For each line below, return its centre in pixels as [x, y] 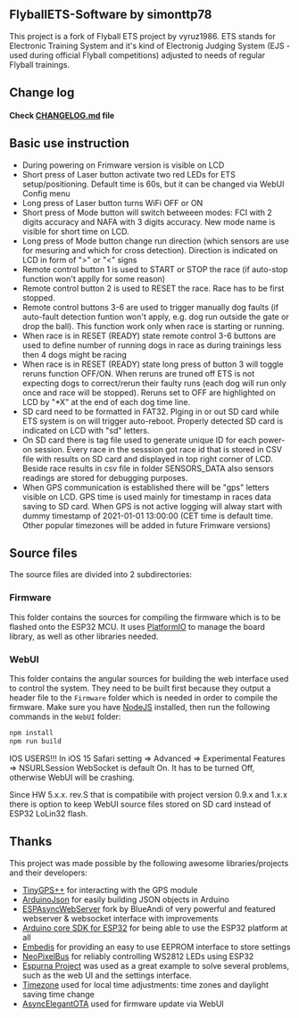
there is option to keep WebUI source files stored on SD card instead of [140, 804]
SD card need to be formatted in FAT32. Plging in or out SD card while [150, 411]
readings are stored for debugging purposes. [105, 477]
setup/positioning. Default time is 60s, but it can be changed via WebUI [153, 184]
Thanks [31, 842]
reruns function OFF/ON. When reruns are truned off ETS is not [138, 373]
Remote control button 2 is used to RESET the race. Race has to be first [153, 288]
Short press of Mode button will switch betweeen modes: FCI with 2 [147, 212]
